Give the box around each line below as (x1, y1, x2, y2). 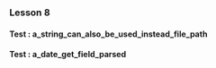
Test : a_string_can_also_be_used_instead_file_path (9, 29, 208, 39)
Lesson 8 (9, 6, 51, 19)
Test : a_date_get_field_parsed (9, 49, 127, 60)
